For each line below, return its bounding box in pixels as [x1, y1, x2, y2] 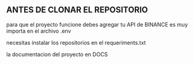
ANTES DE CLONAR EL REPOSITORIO [6, 5, 148, 15]
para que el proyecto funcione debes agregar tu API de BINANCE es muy [6, 21, 189, 28]
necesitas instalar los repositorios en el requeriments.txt [6, 39, 146, 46]
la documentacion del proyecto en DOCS [6, 51, 108, 58]
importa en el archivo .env [6, 27, 71, 34]
